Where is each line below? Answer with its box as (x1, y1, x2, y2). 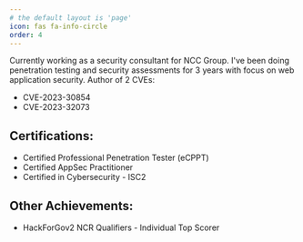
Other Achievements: (9, 197, 134, 214)
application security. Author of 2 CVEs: (9, 75, 156, 86)
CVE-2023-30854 (22, 92, 91, 103)
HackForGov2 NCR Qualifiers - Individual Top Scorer (22, 222, 220, 233)
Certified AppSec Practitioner (22, 162, 134, 173)
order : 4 (9, 30, 43, 39)
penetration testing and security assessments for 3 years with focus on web (9, 65, 295, 76)
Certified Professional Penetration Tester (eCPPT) (22, 152, 209, 164)
